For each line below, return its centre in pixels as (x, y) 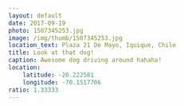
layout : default (35, 16)
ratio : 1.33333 (33, 90)
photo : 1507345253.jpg (46, 30)
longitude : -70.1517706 (62, 82)
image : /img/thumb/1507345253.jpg (66, 38)
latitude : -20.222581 (58, 75)
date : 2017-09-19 (37, 23)
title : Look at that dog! (51, 53)
